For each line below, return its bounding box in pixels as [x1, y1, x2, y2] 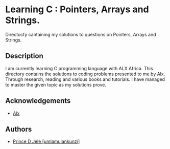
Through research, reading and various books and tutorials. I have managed [5, 76, 165, 82]
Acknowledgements [5, 96, 71, 105]
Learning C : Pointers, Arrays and [5, 4, 149, 15]
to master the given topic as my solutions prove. [5, 81, 106, 88]
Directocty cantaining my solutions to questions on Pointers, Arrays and [5, 31, 156, 37]
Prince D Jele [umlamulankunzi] [12, 138, 80, 144]
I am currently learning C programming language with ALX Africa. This [5, 65, 153, 71]
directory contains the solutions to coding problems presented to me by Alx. [5, 71, 165, 77]
